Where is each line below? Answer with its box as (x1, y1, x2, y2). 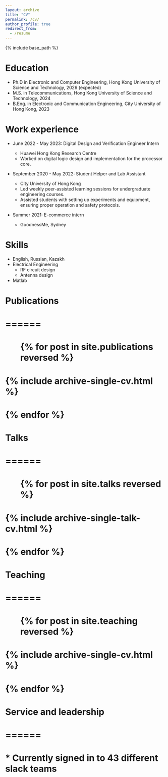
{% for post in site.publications (20, 342, 153, 353)
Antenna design (20, 272, 53, 278)
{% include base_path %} (5, 45, 59, 51)
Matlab (12, 277, 27, 283)
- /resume (10, 31, 30, 36)
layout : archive (5, 7, 39, 13)
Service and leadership (5, 706, 104, 717)
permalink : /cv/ (5, 17, 39, 22)
